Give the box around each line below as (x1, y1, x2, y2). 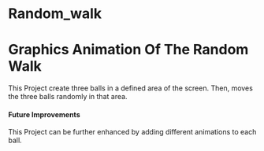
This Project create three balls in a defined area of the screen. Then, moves (8, 83, 254, 93)
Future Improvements (8, 109, 80, 119)
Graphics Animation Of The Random (8, 41, 249, 59)
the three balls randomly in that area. (8, 92, 128, 101)
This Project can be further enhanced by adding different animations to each (8, 127, 257, 137)
